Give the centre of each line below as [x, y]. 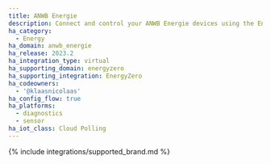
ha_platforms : [32, 106]
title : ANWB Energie [43, 16]
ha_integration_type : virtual [59, 61]
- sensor [30, 121]
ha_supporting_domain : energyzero [67, 69]
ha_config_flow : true [45, 99]
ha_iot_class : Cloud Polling [57, 128]
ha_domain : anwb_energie [50, 46]
